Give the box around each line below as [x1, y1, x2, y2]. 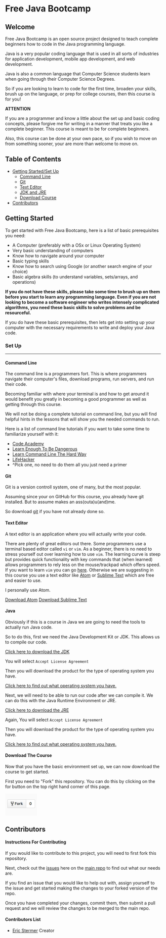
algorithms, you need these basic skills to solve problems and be [5, 304, 141, 310]
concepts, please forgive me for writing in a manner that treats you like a [5, 121, 153, 126]
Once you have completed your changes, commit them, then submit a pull [5, 900, 156, 906]
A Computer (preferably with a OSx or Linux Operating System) [12, 242, 141, 248]
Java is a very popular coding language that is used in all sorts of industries [5, 51, 159, 56]
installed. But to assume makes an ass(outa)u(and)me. [5, 499, 116, 505]
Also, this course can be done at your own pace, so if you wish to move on [5, 136, 157, 141]
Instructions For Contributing [5, 839, 67, 845]
